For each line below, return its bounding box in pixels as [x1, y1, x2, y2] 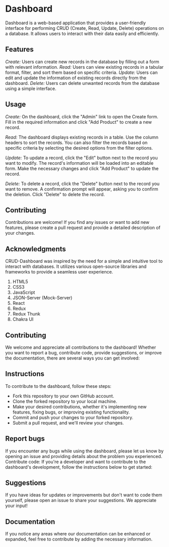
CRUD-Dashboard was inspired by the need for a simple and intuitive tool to [5, 258, 163, 264]
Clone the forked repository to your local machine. [12, 398, 118, 404]
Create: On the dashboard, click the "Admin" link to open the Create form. [5, 113, 158, 119]
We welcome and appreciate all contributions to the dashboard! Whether [5, 344, 156, 350]
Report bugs [5, 434, 45, 443]
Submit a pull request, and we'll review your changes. [12, 420, 124, 426]
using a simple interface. [5, 85, 57, 92]
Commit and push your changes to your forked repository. [12, 414, 134, 420]
